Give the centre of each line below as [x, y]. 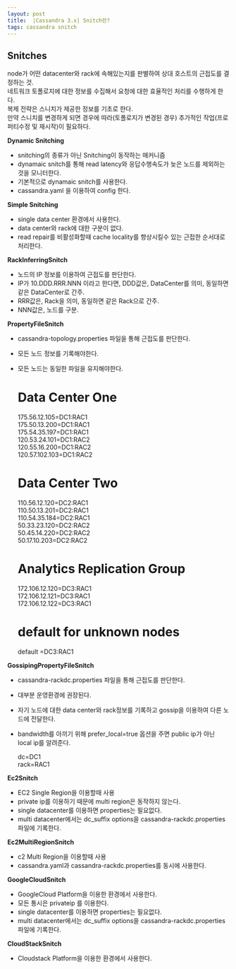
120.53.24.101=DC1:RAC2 [54, 440]
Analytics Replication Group [101, 569]
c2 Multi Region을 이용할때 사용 [62, 857]
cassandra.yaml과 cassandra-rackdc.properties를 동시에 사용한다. [112, 865]
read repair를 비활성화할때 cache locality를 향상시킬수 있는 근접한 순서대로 [121, 237]
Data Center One [67, 398]
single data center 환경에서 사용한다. [69, 219]
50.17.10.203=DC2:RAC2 [52, 541]
